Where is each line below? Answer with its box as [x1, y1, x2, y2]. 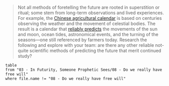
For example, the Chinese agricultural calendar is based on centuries [17, 15, 162, 21]
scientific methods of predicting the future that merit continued [29, 48, 161, 53]
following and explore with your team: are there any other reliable [17, 42, 154, 48]
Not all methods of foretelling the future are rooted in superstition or [17, 5, 160, 10]
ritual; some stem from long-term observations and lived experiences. [17, 10, 164, 16]
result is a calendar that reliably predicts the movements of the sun [17, 26, 158, 32]
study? [17, 53, 32, 59]
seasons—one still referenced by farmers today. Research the [17, 37, 147, 43]
